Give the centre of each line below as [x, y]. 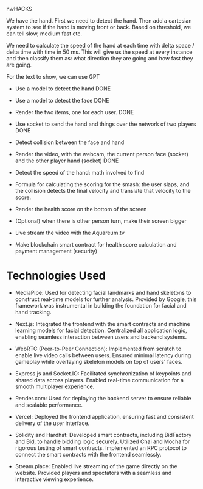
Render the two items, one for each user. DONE [74, 112]
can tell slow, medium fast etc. [44, 34]
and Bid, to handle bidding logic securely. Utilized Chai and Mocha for [102, 441]
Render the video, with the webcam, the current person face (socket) [101, 154]
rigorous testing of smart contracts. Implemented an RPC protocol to [101, 447]
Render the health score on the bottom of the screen [81, 209]
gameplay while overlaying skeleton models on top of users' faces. [99, 361]
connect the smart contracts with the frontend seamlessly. [88, 454]
